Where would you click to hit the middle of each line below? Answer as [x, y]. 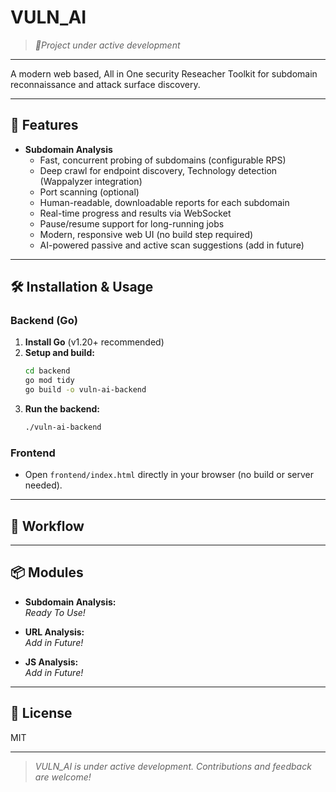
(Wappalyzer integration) [91, 181]
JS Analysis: [51, 662]
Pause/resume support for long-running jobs [132, 223]
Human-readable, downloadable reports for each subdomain [164, 202]
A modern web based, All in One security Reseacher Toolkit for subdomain [164, 73]
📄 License [41, 713]
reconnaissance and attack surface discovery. [105, 84]
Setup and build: [59, 353]
